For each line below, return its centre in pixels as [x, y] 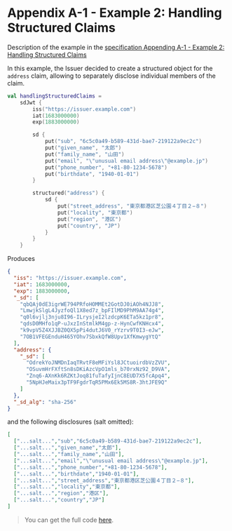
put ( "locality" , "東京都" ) [95, 213]
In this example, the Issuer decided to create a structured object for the [110, 68]
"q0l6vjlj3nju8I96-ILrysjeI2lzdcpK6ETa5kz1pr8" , [92, 317]
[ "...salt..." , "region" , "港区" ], [61, 493]
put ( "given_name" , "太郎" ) [83, 148]
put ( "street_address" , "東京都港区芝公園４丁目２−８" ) [132, 206]
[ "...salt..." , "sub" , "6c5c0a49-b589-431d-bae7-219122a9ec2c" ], [108, 441]
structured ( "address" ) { [69, 193]
